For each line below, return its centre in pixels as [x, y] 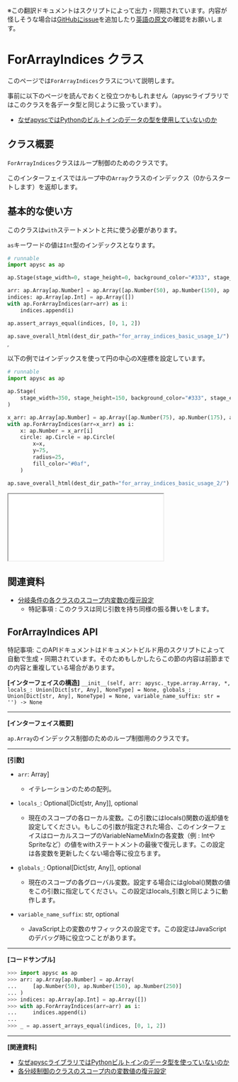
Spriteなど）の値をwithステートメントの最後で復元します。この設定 [126, 845]
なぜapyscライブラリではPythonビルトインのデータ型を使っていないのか [124, 1062]
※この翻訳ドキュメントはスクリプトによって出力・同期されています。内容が [118, 10]
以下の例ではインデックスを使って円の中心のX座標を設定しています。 [108, 358]
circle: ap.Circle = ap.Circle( [68, 437]
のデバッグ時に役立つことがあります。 [84, 938]
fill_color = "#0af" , [62, 464]
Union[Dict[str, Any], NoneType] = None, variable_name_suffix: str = [114, 696]
